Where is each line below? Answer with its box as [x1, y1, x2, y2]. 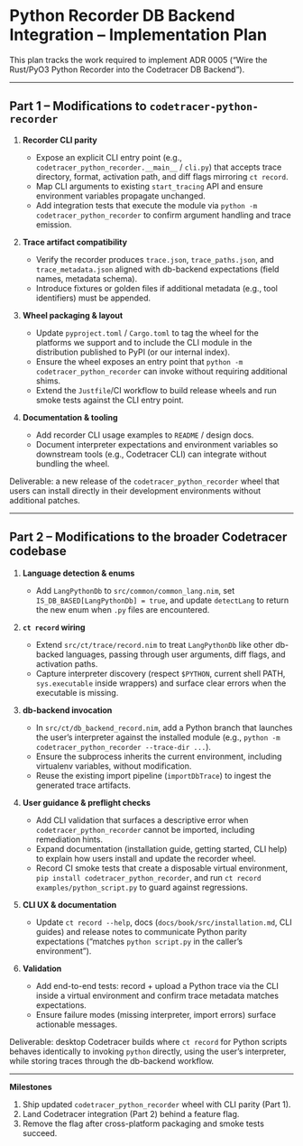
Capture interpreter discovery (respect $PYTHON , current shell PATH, [35, 668, 286, 679]
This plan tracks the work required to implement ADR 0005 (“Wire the [9, 54, 268, 65]
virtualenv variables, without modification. [35, 760, 192, 772]
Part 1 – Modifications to [9, 98, 147, 114]
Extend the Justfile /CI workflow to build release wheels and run [35, 384, 277, 395]
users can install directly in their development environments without [9, 485, 262, 496]
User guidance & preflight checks [22, 797, 151, 808]
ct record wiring [22, 622, 86, 633]
